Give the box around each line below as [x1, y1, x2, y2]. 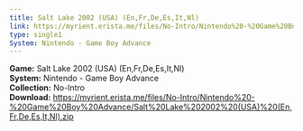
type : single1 [9, 30, 63, 39]
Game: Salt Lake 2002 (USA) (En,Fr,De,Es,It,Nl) [9, 63, 185, 74]
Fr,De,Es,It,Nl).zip [9, 111, 74, 122]
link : [9, 22, 30, 31]
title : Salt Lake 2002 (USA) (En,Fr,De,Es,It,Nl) [9, 13, 200, 23]
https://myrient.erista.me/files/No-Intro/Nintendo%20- [52, 92, 255, 103]
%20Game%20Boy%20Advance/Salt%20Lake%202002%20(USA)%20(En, [9, 101, 293, 113]
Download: [9, 92, 51, 103]
